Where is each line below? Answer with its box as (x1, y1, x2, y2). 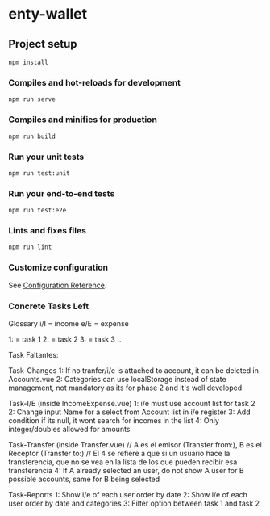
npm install (8, 58, 48, 66)
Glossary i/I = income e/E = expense (8, 319, 129, 329)
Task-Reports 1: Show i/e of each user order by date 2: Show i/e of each (8, 490, 248, 500)
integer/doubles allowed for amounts (8, 425, 131, 434)
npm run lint (8, 243, 52, 251)
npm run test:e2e (8, 207, 67, 215)
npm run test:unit (8, 169, 70, 178)
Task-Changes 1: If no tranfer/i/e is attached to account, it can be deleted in (8, 366, 260, 375)
